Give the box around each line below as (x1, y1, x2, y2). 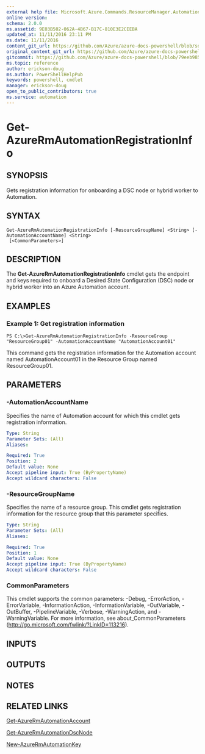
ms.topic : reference (6, 60, 59, 66)
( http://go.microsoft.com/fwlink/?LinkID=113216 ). (6, 621, 129, 628)
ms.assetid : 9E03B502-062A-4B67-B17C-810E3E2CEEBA (6, 26, 138, 32)
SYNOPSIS (6, 170, 48, 181)
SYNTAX (6, 211, 41, 221)
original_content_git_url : (6, 49, 75, 55)
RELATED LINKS (6, 701, 68, 711)
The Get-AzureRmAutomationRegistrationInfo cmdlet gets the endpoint (6, 270, 190, 278)
